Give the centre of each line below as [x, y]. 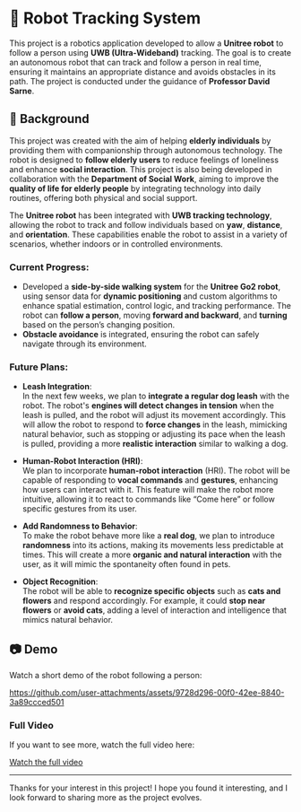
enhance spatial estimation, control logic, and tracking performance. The [156, 306]
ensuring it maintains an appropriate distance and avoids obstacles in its [142, 72]
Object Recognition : [60, 581]
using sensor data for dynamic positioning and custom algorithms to [150, 296]
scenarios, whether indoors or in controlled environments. [116, 244]
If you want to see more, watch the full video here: [102, 745]
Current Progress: [49, 266]
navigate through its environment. [85, 344]
